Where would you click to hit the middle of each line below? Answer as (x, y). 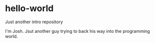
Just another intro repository (34, 22)
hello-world (30, 8)
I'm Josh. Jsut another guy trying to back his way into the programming (77, 31)
